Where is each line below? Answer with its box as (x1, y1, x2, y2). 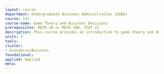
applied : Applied (5, 57, 41, 62)
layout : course (5, 7, 36, 12)
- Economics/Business (5, 48, 49, 53)
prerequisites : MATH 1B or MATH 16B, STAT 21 (5, 25, 99, 30)
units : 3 (5, 35, 23, 39)
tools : (5, 39, 19, 44)
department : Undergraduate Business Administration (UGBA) (5, 12, 128, 17)
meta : (5, 61, 16, 66)
